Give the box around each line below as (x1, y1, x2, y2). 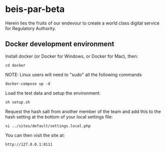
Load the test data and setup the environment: (5, 90, 101, 96)
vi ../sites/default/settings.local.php (5, 123, 91, 128)
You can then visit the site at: (5, 132, 65, 138)
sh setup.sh (5, 99, 30, 104)
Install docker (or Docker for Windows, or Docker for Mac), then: (5, 53, 138, 59)
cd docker (5, 62, 26, 68)
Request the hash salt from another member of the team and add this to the (5, 108, 161, 114)
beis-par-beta (5, 3, 65, 15)
